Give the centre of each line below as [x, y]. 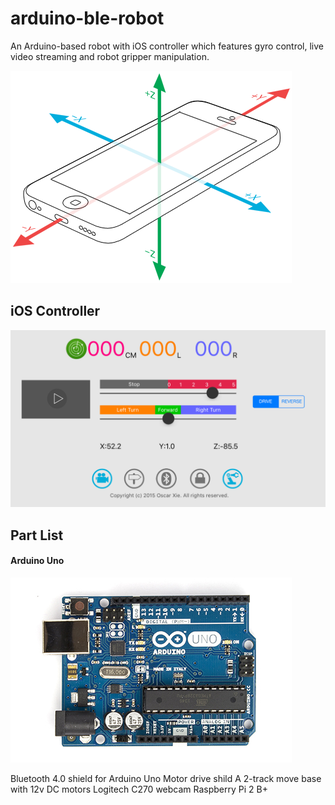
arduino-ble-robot [87, 18]
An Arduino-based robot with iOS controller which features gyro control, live [167, 46]
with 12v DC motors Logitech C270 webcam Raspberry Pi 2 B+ [139, 789]
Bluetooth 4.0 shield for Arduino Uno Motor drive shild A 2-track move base [166, 778]
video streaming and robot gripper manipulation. [110, 56]
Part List [37, 535]
